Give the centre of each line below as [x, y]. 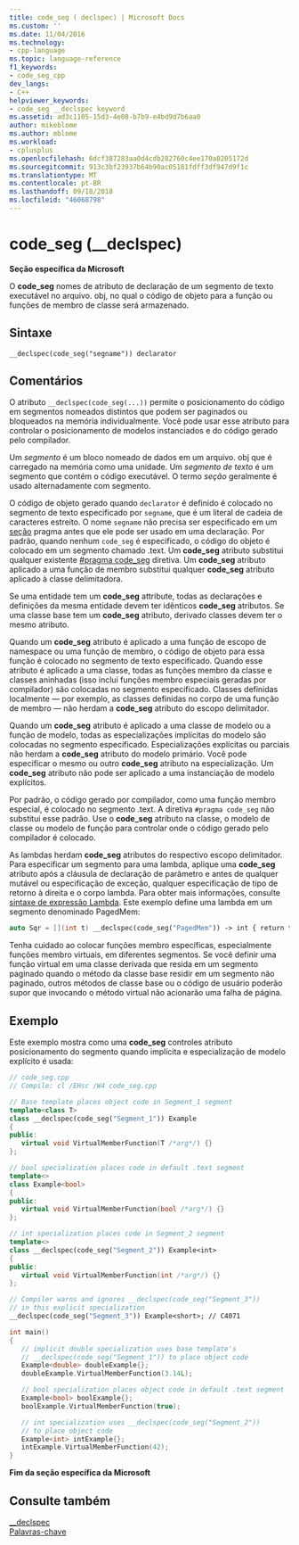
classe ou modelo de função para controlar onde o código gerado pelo [139, 828]
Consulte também [60, 1501]
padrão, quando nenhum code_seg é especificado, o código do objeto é [140, 541]
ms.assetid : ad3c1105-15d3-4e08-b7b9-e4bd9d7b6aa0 [105, 117]
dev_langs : [29, 84]
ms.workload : [33, 142]
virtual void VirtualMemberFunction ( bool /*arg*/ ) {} [123, 1210]
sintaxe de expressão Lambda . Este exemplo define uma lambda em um [141, 903]
